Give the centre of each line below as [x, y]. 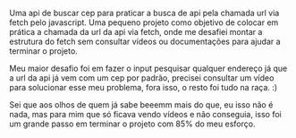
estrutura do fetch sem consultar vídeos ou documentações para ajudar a [145, 41]
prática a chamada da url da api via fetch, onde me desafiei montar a [136, 32]
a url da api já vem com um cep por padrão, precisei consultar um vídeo [142, 78]
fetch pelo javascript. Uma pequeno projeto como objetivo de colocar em [144, 22]
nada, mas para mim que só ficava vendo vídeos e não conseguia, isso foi [145, 114]
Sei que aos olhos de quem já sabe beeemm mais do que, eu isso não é [141, 105]
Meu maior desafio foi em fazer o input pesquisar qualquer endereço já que [148, 68]
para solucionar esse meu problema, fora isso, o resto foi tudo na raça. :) [144, 87]
